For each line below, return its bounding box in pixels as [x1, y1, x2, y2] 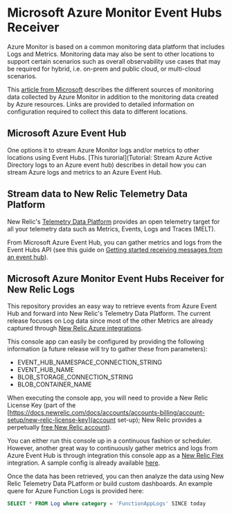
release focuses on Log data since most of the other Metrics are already [7, 317, 213, 325]
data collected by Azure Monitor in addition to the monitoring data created [7, 92, 219, 101]
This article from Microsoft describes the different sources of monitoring [7, 85, 214, 94]
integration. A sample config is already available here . [7, 459, 161, 467]
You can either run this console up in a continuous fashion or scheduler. [7, 436, 213, 445]
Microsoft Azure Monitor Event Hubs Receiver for [7, 272, 224, 285]
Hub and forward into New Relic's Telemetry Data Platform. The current [7, 310, 211, 318]
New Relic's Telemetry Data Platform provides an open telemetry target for [7, 217, 220, 226]
